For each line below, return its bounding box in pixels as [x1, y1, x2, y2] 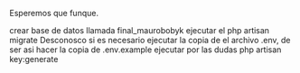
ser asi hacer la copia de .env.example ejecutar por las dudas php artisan [9, 44, 282, 55]
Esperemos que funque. [9, 8, 99, 18]
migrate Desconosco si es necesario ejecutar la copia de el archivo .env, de [9, 35, 291, 45]
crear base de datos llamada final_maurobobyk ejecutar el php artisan [9, 25, 269, 35]
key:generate [9, 54, 59, 64]
